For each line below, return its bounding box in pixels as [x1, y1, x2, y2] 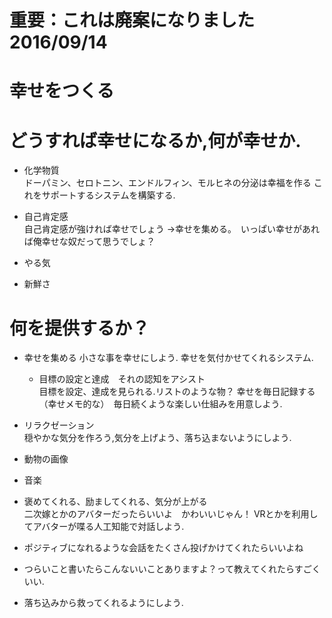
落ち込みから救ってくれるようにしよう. [23, 597, 184, 609]
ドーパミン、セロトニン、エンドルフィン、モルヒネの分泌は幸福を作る [23, 177, 312, 189]
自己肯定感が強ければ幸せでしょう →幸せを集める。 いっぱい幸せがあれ [23, 223, 321, 235]
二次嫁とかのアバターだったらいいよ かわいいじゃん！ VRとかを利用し [23, 508, 319, 520]
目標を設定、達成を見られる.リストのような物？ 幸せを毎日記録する [38, 386, 316, 398]
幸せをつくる [9, 80, 115, 103]
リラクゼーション [23, 419, 95, 431]
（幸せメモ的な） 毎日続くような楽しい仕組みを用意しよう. [38, 398, 283, 410]
